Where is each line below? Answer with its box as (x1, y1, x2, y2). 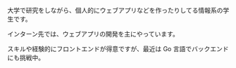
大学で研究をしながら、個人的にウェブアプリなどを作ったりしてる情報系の (7, 6, 223, 14)
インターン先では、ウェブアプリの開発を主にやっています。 (7, 30, 180, 38)
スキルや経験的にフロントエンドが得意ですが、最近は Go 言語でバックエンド (7, 45, 229, 53)
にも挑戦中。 (7, 53, 44, 62)
